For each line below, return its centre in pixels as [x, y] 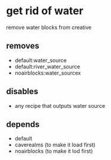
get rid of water [45, 11]
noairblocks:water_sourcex [48, 73]
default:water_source [41, 60]
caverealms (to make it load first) [55, 145]
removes [23, 46]
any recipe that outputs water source [60, 105]
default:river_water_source [47, 66]
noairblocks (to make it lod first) [54, 151]
